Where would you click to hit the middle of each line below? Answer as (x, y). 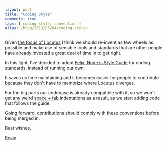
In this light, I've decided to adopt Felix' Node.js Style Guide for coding (78, 63)
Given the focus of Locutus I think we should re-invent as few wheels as (79, 42)
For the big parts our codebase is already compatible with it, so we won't (80, 93)
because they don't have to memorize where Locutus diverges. (70, 83)
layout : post (19, 10)
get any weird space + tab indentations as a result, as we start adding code (83, 98)
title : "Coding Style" (29, 14)
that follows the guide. (28, 103)
